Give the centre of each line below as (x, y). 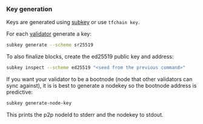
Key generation (29, 9)
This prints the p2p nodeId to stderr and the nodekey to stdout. (85, 114)
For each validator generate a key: (49, 34)
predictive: (20, 92)
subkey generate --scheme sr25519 (50, 45)
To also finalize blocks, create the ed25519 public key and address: (90, 57)
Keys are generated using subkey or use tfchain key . (73, 22)
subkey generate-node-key (39, 103)
